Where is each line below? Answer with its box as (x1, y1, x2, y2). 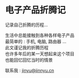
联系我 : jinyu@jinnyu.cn (5, 67, 54, 73)
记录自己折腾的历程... (5, 22, 48, 28)
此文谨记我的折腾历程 (5, 44, 48, 50)
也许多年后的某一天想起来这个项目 (5, 50, 75, 57)
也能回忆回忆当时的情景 (5, 57, 53, 63)
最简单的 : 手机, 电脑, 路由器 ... (5, 38, 67, 44)
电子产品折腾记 (5, 4, 66, 16)
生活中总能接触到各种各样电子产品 (5, 32, 75, 38)
